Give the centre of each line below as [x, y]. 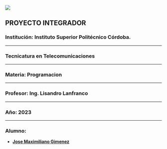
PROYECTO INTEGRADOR [45, 23]
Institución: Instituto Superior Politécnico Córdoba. [68, 37]
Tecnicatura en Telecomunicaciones [50, 56]
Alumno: [16, 131]
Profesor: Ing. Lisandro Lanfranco [47, 93]
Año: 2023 [18, 112]
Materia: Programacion [34, 74]
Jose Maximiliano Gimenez [41, 142]
